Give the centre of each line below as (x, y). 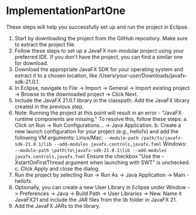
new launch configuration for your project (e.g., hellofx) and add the (96, 131)
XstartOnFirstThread (39, 162)
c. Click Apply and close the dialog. (57, 168)
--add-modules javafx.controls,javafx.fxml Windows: (121, 144)
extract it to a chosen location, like (56, 75)
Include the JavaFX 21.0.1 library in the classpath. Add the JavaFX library (102, 100)
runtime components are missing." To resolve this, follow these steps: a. (101, 119)
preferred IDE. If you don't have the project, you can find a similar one (99, 57)
